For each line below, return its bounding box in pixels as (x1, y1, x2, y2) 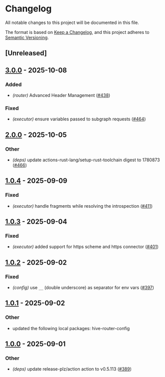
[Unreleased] (5, 49, 47, 57)
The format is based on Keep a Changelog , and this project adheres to (5, 29, 150, 35)
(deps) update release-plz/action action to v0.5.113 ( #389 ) (12, 366, 132, 372)
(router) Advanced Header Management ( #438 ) (12, 92, 111, 98)
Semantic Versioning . (5, 34, 49, 40)
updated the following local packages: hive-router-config (12, 325, 130, 331)
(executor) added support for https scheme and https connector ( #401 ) (12, 244, 159, 250)
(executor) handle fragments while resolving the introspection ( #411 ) (12, 203, 153, 209)
